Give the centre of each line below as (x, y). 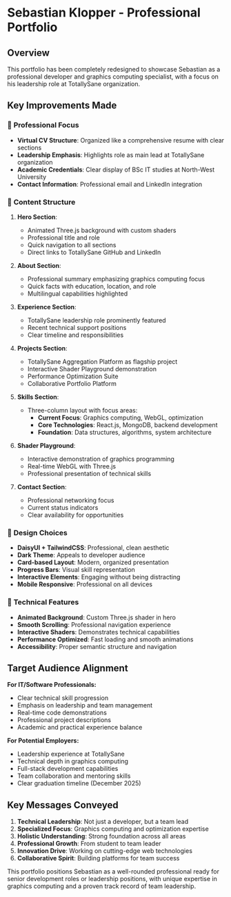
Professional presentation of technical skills (89, 473)
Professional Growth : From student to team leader (89, 844)
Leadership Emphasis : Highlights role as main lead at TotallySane (111, 155)
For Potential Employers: (43, 741)
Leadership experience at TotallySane (71, 754)
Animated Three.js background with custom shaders (102, 230)
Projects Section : (42, 348)
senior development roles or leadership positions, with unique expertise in (112, 879)
